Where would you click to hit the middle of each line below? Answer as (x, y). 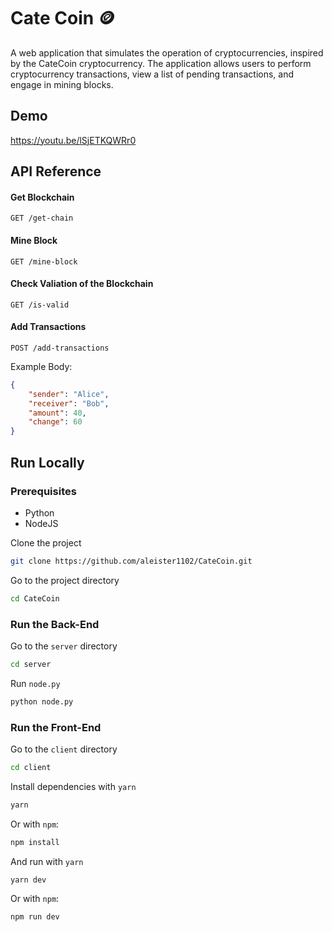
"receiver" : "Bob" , (69, 403)
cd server (31, 664)
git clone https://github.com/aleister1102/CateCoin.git (131, 561)
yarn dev (28, 880)
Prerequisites (43, 491)
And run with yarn (47, 861)
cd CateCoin (35, 598)
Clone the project (46, 542)
